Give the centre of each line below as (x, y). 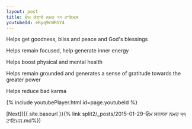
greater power (23, 80)
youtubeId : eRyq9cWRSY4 (36, 22)
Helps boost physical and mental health (54, 62)
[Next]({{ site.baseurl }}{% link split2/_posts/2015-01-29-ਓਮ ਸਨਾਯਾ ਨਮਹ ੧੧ (96, 114)
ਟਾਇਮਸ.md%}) (24, 121)
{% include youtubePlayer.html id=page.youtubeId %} (72, 102)
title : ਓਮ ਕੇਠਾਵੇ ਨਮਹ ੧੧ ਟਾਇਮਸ (42, 17)
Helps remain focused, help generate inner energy (68, 51)
